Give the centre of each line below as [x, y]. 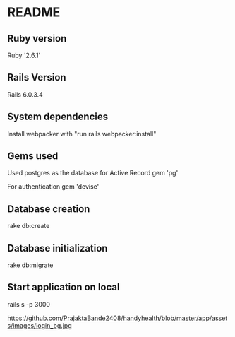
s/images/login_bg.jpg [40, 325]
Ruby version [37, 39]
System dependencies [58, 117]
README [34, 12]
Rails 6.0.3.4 [25, 94]
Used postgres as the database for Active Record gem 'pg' [93, 173]
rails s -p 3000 [29, 304]
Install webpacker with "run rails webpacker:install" [82, 134]
